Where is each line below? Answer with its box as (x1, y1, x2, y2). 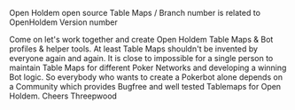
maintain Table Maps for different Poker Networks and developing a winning (9, 62, 287, 73)
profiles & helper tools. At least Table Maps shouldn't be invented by (9, 43, 259, 54)
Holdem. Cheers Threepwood (9, 90, 118, 101)
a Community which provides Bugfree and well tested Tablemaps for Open (9, 82, 282, 91)
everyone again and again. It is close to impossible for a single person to (9, 53, 274, 63)
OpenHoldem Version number (9, 17, 118, 27)
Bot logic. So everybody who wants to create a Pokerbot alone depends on (9, 72, 283, 82)
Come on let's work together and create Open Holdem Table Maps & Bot (9, 35, 274, 44)
